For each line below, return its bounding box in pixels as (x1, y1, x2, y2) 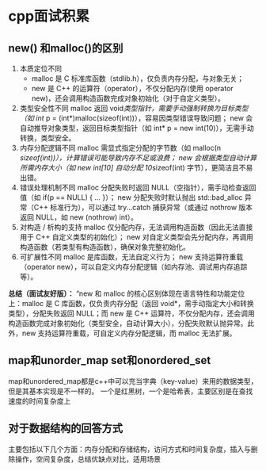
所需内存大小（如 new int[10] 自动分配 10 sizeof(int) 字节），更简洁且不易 (19, 163, 253, 172)
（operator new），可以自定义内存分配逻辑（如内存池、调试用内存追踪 (19, 262, 248, 271)
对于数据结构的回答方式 (8, 422, 123, 435)
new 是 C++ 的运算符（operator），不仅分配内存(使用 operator (31, 84, 234, 93)
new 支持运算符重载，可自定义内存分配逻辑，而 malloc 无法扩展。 (21, 328, 237, 338)
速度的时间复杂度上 (8, 396, 71, 405)
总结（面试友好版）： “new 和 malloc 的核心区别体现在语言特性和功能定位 (8, 289, 245, 298)
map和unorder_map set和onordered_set (8, 354, 211, 367)
